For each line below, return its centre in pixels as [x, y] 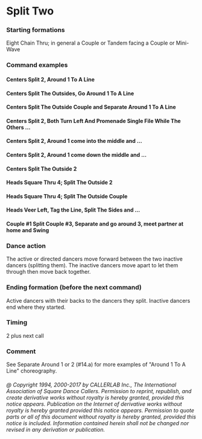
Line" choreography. [32, 371]
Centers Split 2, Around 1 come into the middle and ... [74, 141]
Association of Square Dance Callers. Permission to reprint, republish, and [99, 391]
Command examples [37, 65]
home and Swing [28, 230]
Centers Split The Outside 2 [42, 169]
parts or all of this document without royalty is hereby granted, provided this [101, 417]
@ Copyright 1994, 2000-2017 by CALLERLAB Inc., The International [91, 385]
